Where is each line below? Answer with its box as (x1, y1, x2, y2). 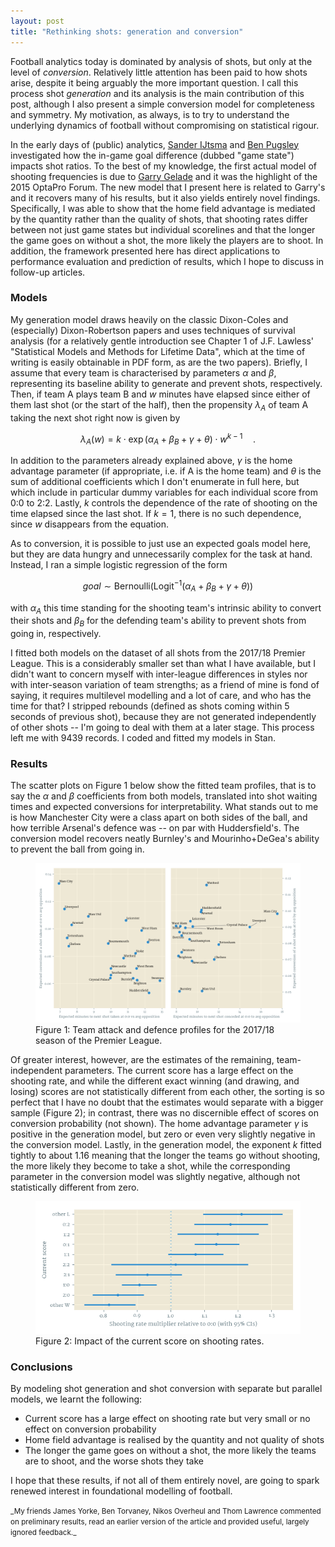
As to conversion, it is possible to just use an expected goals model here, (10, 538, 312, 550)
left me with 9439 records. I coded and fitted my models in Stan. (10, 732, 276, 744)
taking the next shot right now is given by (10, 411, 181, 424)
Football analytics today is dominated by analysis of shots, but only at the (10, 55, 313, 67)
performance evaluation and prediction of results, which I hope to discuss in (10, 255, 324, 267)
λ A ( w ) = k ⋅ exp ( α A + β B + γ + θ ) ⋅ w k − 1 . (79, 431, 256, 447)
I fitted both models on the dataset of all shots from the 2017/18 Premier (10, 647, 306, 659)
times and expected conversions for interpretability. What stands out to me (10, 801, 319, 813)
